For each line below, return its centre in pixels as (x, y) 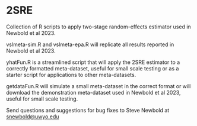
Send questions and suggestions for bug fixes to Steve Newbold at (88, 110)
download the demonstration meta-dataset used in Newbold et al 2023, (93, 92)
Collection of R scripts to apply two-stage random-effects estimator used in (99, 27)
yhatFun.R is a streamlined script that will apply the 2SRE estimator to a (93, 62)
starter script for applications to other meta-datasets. (71, 75)
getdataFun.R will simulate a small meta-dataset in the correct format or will (99, 86)
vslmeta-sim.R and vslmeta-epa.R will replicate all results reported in (90, 44)
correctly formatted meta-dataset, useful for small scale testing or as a (93, 68)
